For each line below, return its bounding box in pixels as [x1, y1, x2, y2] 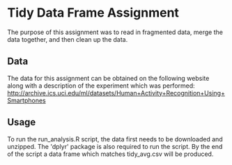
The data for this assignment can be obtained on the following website [7, 74, 210, 82]
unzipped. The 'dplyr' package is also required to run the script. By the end [7, 142, 223, 150]
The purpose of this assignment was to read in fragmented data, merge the [7, 28, 223, 36]
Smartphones [7, 96, 47, 104]
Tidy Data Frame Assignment [7, 5, 180, 21]
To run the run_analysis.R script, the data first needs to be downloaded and [7, 134, 223, 143]
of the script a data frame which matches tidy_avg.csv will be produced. [7, 150, 214, 158]
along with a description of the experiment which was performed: [7, 81, 195, 90]
